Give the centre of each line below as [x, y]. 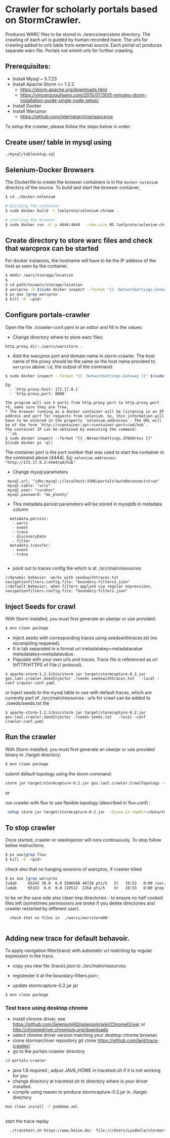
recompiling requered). [36, 643]
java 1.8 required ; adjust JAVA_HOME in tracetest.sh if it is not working [87, 1070]
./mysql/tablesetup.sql [30, 154]
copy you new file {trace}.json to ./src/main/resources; [70, 966]
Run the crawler [31, 737]
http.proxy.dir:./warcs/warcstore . [44, 346]
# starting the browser [30, 220]
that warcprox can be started [52, 248]
